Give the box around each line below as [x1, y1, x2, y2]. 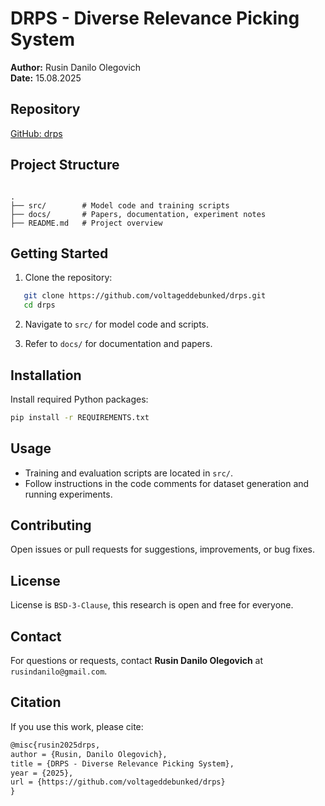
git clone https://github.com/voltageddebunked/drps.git [23, 291, 267, 301]
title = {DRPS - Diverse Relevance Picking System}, [10, 758, 235, 769]
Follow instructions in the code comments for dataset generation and [24, 477, 310, 489]
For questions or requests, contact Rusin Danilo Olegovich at [10, 655, 264, 667]
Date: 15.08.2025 [10, 72, 82, 84]
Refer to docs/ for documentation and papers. [24, 338, 213, 350]
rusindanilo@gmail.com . [10, 665, 108, 677]
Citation [10, 694, 62, 711]
